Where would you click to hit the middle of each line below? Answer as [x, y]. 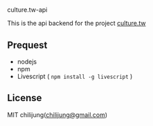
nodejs [27, 62]
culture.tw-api [27, 10]
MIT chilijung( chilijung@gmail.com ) [57, 115]
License [25, 98]
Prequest [27, 45]
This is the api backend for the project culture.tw [76, 24]
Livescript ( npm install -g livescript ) [75, 76]
